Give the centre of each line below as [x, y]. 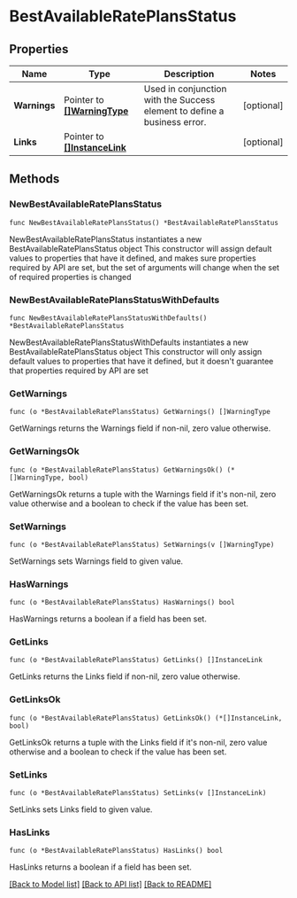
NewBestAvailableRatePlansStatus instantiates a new [106, 239]
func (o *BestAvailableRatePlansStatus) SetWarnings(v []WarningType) [142, 544]
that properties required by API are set [79, 371]
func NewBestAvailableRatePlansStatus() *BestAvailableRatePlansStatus [144, 223]
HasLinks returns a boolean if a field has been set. [100, 867]
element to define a [184, 111]
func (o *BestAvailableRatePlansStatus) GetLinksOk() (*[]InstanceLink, [146, 718]
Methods [34, 179]
